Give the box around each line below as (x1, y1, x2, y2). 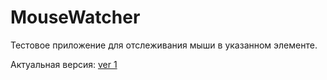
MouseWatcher (10, 6, 141, 29)
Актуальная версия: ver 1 (10, 58, 118, 70)
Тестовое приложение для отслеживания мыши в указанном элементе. (10, 39, 318, 51)
